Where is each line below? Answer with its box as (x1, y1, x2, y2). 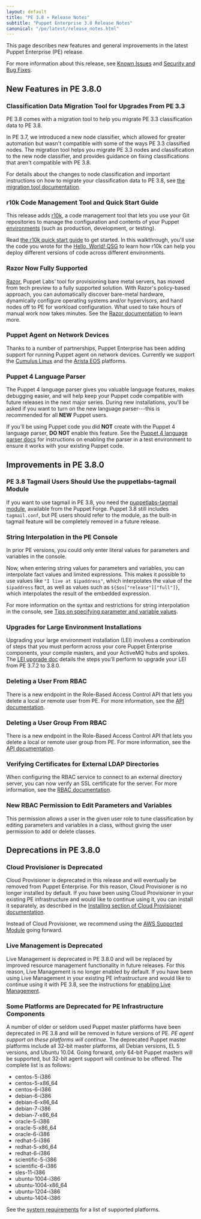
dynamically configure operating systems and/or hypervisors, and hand (6, 296, 183, 304)
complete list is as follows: (6, 1061, 71, 1068)
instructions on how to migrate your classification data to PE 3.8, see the (6, 176, 185, 184)
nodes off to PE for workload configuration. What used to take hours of (6, 303, 182, 310)
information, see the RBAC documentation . (6, 786, 112, 793)
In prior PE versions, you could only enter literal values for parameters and (6, 547, 190, 554)
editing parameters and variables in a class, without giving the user (6, 821, 172, 828)
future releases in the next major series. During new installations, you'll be (6, 399, 189, 406)
